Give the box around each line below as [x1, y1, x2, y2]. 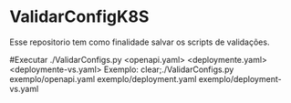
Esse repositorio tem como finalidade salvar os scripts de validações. [9, 36, 270, 47]
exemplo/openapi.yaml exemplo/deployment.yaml [9, 73, 197, 84]
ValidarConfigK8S [9, 6, 150, 27]
